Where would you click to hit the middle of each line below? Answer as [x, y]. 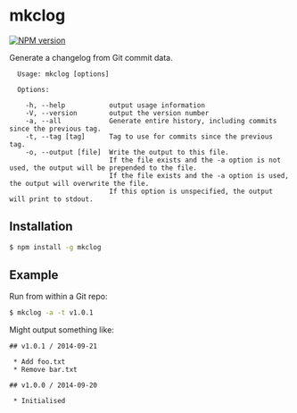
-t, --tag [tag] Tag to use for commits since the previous [149, 136]
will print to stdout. [51, 199]
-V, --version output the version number [117, 113]
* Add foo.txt [39, 362]
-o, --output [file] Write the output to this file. [127, 152]
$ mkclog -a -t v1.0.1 [51, 313]
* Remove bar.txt [45, 370]
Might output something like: [62, 330]
